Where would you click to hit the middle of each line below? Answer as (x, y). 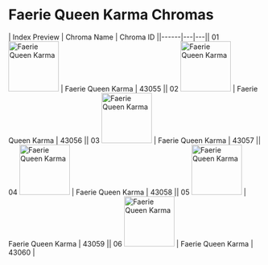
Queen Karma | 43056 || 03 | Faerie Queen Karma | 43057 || (135, 140)
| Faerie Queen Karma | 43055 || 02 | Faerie (159, 88)
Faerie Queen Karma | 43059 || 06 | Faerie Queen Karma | (131, 243)
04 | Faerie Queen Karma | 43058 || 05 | (128, 192)
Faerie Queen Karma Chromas (111, 15)
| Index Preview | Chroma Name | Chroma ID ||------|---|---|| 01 (114, 37)
